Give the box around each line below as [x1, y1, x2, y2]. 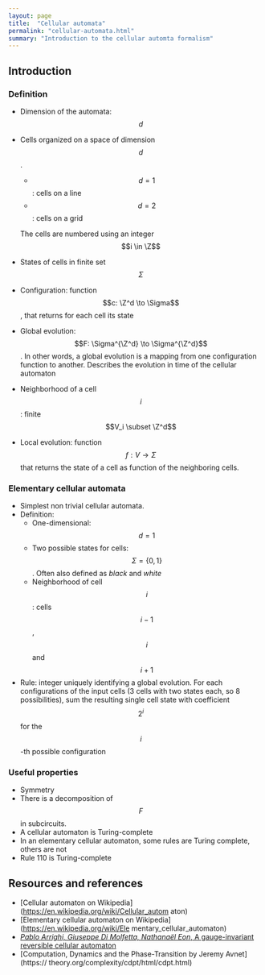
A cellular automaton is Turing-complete [19, 828, 153, 837]
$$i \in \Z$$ [120, 241, 161, 251]
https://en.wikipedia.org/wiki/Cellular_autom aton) [22, 907, 189, 915]
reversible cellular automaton [19, 940, 116, 950]
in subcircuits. [19, 819, 67, 828]
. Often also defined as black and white [31, 569, 162, 579]
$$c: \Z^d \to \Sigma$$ [102, 297, 180, 307]
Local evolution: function [19, 437, 102, 447]
